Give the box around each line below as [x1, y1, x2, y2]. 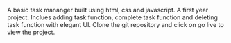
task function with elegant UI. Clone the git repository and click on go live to [7, 21, 224, 28]
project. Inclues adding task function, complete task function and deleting [7, 13, 219, 21]
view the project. [7, 28, 55, 36]
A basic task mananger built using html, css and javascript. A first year [7, 6, 209, 14]
